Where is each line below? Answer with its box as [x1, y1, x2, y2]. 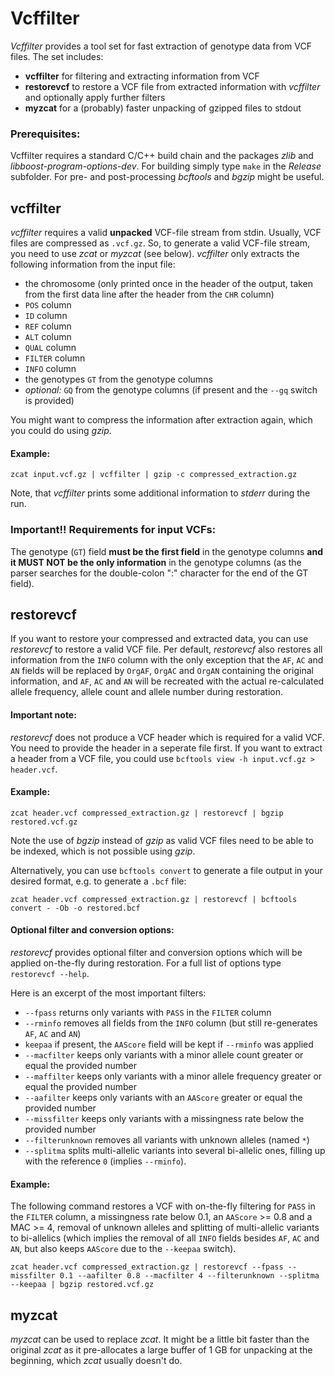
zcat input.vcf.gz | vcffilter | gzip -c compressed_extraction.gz [10, 470, 298, 480]
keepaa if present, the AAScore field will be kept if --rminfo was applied [24, 1038, 314, 1050]
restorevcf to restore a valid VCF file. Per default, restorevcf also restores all [10, 643, 323, 656]
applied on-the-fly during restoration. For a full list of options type [10, 957, 282, 969]
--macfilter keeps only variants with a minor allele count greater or [24, 1048, 304, 1061]
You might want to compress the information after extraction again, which [10, 414, 313, 426]
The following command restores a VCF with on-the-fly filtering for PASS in [10, 1200, 316, 1212]
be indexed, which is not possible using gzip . [10, 845, 196, 857]
